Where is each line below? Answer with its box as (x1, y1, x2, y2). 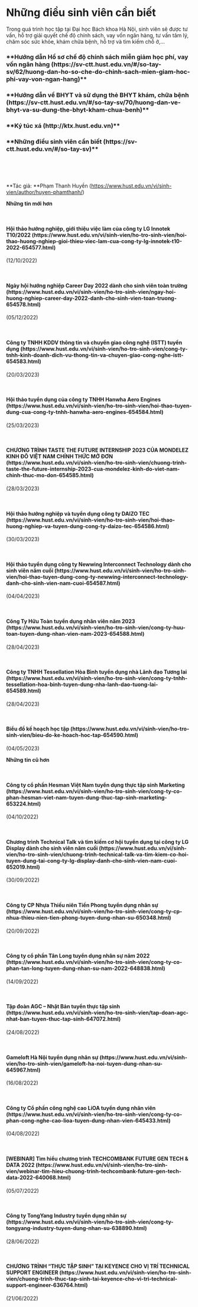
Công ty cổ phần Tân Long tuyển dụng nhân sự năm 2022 (6, 952, 150, 959)
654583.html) (6, 358, 41, 365)
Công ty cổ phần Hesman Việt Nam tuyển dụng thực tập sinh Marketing (6, 781, 185, 788)
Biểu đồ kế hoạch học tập (6, 725, 70, 733)
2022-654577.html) (6, 244, 56, 251)
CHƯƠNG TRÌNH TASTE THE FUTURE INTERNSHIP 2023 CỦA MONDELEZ (6, 447, 189, 454)
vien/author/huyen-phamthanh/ (6, 189, 83, 195)
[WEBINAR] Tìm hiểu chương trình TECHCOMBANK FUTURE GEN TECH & (6, 1155, 189, 1162)
